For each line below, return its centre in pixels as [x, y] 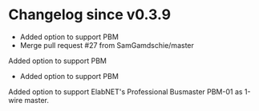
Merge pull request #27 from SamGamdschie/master [107, 45]
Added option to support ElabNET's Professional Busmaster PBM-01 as [125, 91]
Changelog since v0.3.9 [89, 15]
